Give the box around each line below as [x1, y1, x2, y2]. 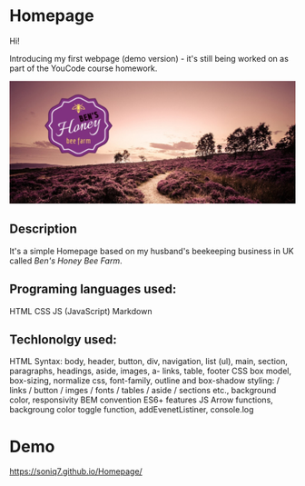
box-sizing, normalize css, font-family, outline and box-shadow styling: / [9, 375, 280, 386]
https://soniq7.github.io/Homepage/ [9, 466, 143, 477]
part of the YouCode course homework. [9, 63, 158, 74]
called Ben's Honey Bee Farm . [9, 255, 123, 266]
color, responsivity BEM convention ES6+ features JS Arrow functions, [9, 394, 274, 405]
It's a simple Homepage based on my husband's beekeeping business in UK [9, 245, 294, 256]
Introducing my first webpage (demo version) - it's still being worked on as [9, 53, 289, 64]
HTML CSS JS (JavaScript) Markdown [9, 305, 152, 316]
